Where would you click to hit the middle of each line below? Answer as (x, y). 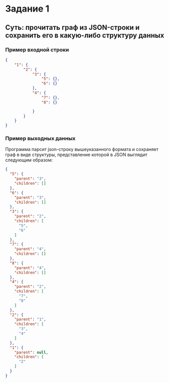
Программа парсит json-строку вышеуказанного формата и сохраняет (82, 149)
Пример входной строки (37, 49)
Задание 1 (27, 9)
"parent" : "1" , (30, 319)
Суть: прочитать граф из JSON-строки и (72, 28)
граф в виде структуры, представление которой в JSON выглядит (76, 155)
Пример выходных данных (40, 138)
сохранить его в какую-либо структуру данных (85, 35)
